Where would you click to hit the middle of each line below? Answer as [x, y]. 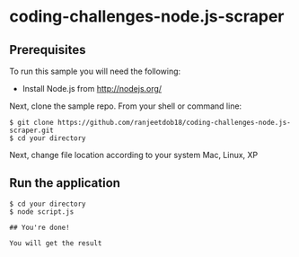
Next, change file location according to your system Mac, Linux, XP [134, 155]
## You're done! [40, 227]
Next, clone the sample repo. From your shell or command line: [126, 106]
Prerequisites [48, 50]
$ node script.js [42, 212]
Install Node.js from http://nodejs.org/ [92, 89]
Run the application [65, 183]
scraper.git [31, 130]
